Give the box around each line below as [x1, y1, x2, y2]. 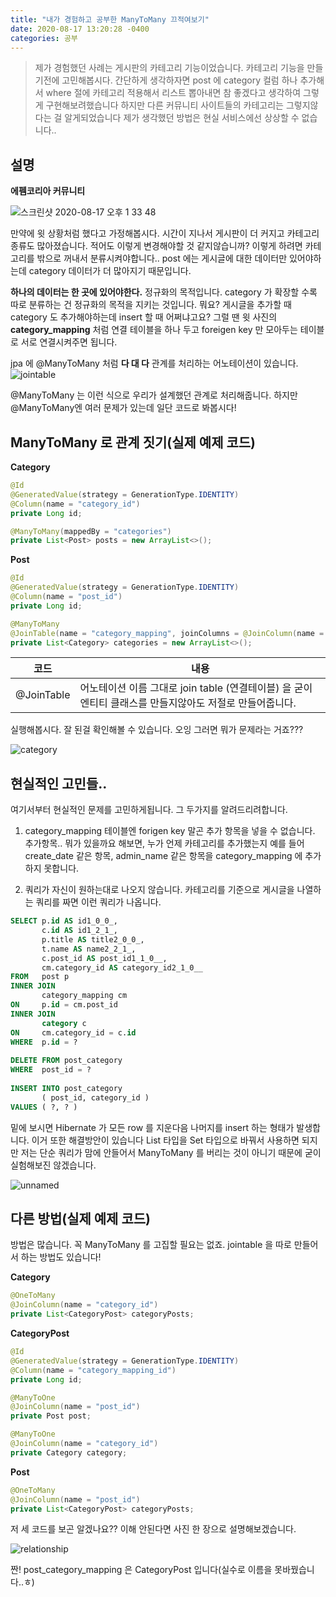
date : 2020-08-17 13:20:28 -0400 [10, 24, 150, 34]
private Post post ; [10, 1411, 92, 1421]
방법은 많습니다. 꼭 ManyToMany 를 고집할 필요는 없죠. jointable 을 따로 [10, 1239, 292, 1251]
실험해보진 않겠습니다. [10, 1159, 97, 1171]
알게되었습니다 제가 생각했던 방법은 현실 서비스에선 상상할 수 [64, 112, 300, 124]
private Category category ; [10, 1447, 128, 1458]
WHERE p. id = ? [10, 1037, 78, 1047]
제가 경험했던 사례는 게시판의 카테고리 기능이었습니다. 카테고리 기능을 [34, 62, 305, 74]
